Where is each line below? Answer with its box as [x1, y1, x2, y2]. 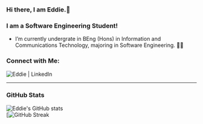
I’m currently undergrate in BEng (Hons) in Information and [14, 36, 161, 43]
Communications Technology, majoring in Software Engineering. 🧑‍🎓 [14, 42, 184, 49]
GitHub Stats [6, 91, 45, 99]
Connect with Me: [6, 57, 60, 65]
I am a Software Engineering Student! [6, 21, 118, 29]
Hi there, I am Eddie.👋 [6, 5, 71, 14]
